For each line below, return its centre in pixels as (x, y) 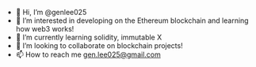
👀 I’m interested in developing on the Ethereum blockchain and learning (132, 20)
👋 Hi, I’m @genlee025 (51, 12)
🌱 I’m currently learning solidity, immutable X (89, 37)
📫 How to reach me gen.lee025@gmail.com (88, 54)
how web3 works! (45, 29)
